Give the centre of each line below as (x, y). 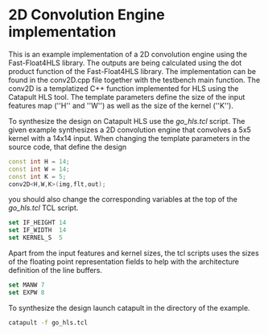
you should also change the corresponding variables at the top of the (123, 200)
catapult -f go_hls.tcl (48, 323)
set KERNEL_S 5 (35, 238)
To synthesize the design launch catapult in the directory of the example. (130, 308)
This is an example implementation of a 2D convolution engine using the (128, 54)
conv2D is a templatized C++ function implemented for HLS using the (124, 88)
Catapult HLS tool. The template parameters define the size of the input (127, 97)
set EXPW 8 (27, 292)
